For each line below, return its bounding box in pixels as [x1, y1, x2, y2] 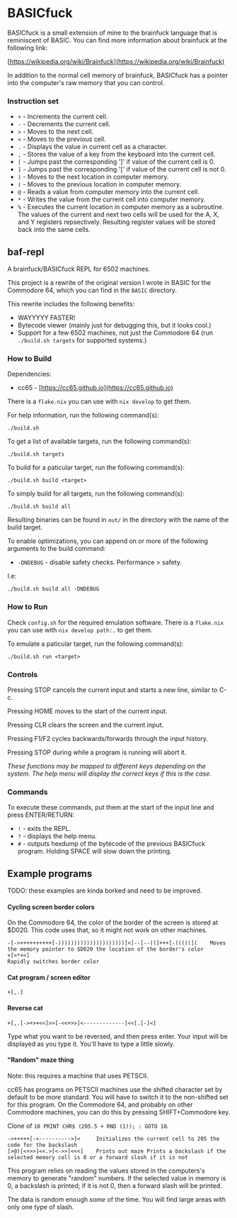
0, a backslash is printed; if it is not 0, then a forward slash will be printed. [7, 1181, 222, 1190]
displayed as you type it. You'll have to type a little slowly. [7, 1039, 175, 1048]
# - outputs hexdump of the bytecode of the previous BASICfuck [17, 839, 205, 848]
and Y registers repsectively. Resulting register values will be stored [17, 218, 216, 226]
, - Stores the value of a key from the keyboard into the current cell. [17, 150, 216, 159]
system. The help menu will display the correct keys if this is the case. [7, 769, 212, 778]
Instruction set [7, 96, 59, 106]
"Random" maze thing [7, 1056, 74, 1064]
